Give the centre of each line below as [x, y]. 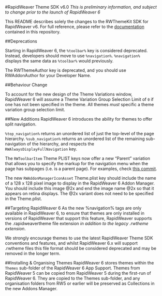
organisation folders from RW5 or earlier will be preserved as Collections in [80, 283]
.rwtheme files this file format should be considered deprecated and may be [81, 248]
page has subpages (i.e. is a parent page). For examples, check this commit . [81, 169]
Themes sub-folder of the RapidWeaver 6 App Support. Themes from [73, 268]
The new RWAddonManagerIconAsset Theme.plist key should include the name [81, 178]
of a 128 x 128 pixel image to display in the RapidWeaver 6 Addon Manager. [80, 183]
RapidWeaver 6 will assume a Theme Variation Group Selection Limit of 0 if [79, 99]
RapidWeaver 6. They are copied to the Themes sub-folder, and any [73, 278]
